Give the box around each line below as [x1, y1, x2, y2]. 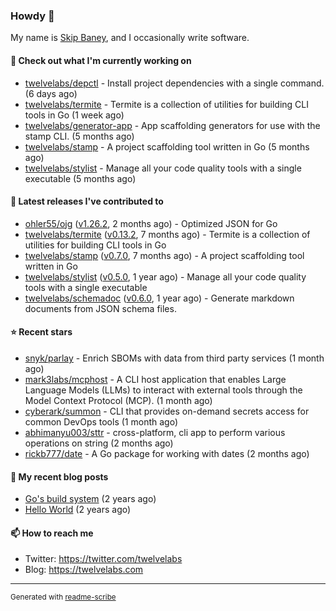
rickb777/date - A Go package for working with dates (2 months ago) [24, 447, 310, 459]
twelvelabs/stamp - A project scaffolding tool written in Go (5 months [24, 140, 310, 153]
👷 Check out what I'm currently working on [10, 54, 192, 66]
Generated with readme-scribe [10, 592, 117, 603]
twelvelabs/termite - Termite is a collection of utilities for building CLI [24, 98, 309, 110]
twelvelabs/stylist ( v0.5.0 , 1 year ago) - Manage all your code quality [24, 270, 307, 283]
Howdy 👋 [10, 9, 55, 23]
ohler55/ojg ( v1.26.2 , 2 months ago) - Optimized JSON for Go [24, 217, 278, 229]
